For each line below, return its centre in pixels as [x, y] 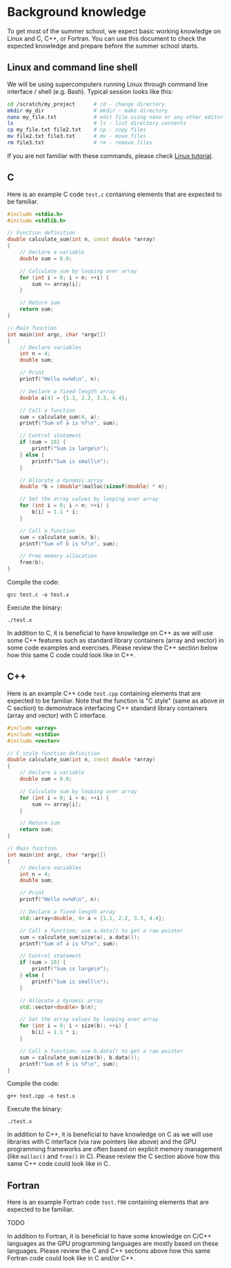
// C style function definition [53, 753]
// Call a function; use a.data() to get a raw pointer [102, 930]
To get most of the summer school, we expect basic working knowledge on [114, 31]
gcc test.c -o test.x [38, 595]
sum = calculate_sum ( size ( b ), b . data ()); [80, 1057]
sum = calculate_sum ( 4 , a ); [60, 417]
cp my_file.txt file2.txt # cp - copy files [77, 130]
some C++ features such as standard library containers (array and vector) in [115, 641]
